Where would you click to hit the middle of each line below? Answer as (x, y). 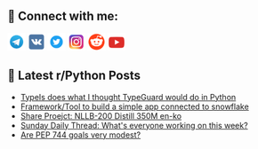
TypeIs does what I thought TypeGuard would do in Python (128, 97)
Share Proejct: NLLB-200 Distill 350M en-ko (101, 115)
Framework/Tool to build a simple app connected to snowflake (134, 106)
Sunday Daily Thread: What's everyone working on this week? (134, 125)
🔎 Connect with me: (63, 16)
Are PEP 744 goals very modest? (81, 135)
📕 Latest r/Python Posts (74, 76)
